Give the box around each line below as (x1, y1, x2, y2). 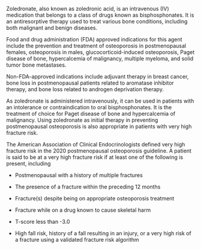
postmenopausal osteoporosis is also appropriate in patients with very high (6, 123, 192, 130)
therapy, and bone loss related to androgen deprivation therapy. (6, 86, 164, 92)
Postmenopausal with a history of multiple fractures (14, 172, 143, 179)
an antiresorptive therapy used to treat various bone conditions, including (6, 18, 188, 25)
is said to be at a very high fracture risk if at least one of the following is (6, 154, 184, 161)
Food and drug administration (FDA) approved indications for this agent (6, 36, 182, 43)
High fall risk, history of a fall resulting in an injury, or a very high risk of (14, 230, 192, 236)
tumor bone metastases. (6, 61, 67, 68)
